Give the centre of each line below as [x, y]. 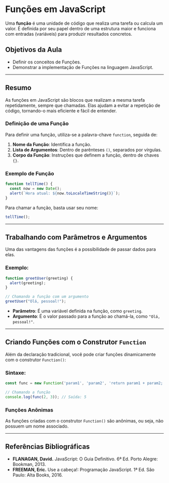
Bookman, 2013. [29, 464]
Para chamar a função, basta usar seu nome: [52, 208]
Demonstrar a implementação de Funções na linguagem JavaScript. [83, 67]
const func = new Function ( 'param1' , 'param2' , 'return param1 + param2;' [85, 383]
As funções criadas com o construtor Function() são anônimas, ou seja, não [84, 421]
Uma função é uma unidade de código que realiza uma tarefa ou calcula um [84, 23]
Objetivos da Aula [33, 50]
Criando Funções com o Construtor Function [76, 342]
